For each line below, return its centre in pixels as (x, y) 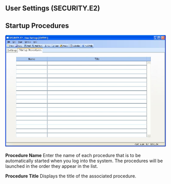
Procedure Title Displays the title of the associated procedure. (71, 176)
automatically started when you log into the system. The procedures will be (84, 161)
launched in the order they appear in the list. (52, 166)
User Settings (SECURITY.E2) (53, 8)
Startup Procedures (37, 26)
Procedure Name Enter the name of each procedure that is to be (73, 155)
